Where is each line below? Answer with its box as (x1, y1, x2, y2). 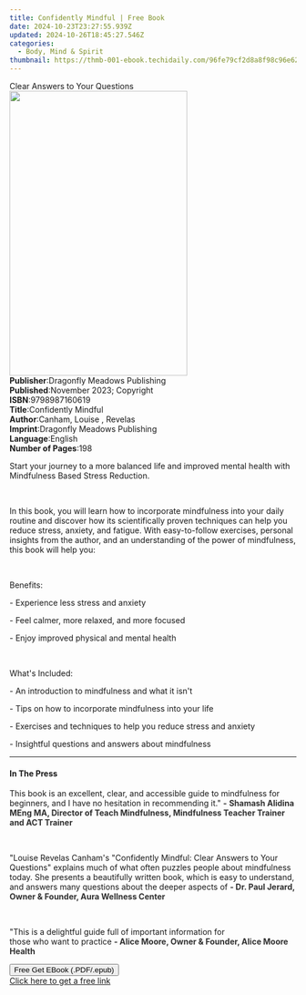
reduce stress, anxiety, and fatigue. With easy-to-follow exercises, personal (9, 525, 293, 536)
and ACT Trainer (9, 817, 73, 828)
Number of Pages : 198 (9, 443, 93, 454)
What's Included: (9, 668, 74, 679)
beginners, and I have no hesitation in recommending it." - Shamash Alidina (9, 798, 294, 809)
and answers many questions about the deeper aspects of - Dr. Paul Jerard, (9, 881, 295, 893)
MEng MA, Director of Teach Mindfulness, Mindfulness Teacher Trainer (9, 807, 285, 818)
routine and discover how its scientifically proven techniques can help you (9, 516, 288, 526)
